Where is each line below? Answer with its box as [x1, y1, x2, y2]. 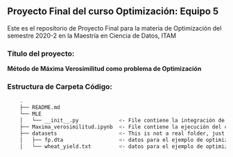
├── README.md [19, 104, 60, 111]
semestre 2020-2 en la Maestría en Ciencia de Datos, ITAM [7, 31, 177, 40]
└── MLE [19, 110, 42, 117]
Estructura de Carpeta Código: [7, 82, 113, 92]
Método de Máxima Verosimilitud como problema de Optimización [7, 65, 202, 73]
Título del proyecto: [7, 49, 75, 58]
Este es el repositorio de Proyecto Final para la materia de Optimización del [7, 24, 222, 32]
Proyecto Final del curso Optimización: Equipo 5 [7, 6, 219, 17]
